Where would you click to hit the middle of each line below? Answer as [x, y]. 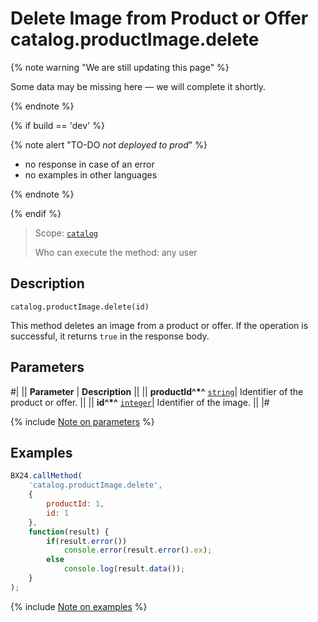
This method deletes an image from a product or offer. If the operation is [159, 325]
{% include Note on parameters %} [82, 421]
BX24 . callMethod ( [46, 476]
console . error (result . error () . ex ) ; [138, 550]
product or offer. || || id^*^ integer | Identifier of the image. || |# [140, 402]
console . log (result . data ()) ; [124, 569]
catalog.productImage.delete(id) [80, 307]
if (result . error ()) [87, 541]
